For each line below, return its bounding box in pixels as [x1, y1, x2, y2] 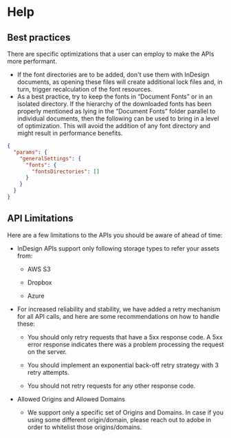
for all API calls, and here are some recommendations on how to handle [16, 312, 220, 320]
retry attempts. [27, 368, 70, 376]
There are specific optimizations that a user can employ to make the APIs [7, 50, 214, 58]
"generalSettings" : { [19, 155, 81, 162]
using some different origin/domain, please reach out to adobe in [27, 415, 212, 424]
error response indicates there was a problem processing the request [27, 340, 224, 348]
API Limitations [7, 213, 74, 225]
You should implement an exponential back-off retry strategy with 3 [27, 361, 219, 369]
